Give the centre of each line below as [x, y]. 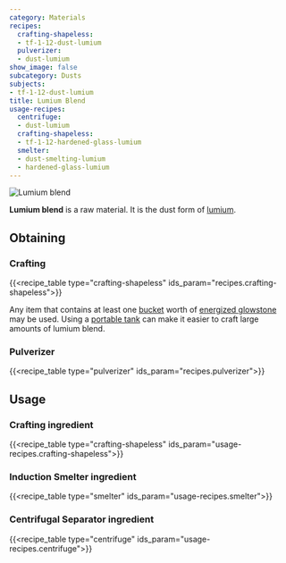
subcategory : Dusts [46, 76]
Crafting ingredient [51, 424]
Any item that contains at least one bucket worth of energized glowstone [143, 310]
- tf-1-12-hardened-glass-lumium [80, 142]
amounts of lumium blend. [57, 329]
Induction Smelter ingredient [73, 476]
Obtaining [38, 238]
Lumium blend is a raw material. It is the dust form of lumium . [123, 210]
